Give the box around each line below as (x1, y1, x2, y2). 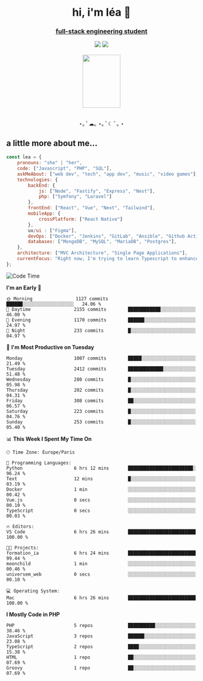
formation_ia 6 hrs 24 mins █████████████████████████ (6, 550, 196, 556)
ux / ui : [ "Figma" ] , (28, 227, 77, 233)
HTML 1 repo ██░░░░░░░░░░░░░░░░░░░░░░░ (6, 654, 196, 660)
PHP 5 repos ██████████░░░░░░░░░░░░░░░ (6, 622, 196, 628)
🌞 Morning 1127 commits (6, 295, 109, 302)
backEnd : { (28, 182, 56, 189)
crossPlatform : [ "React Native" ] (38, 216, 123, 222)
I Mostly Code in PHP (6, 611, 60, 618)
